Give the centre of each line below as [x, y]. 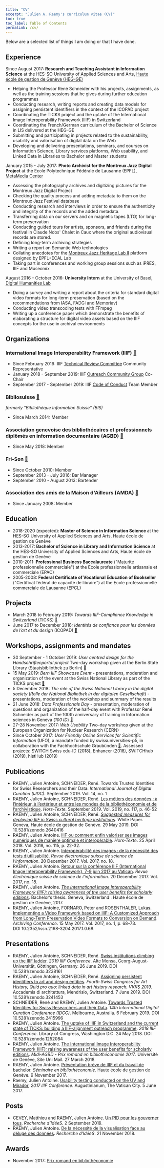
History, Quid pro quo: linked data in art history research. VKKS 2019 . [82, 987]
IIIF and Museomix [31, 268]
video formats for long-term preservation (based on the [68, 297]
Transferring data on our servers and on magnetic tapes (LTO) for [78, 216]
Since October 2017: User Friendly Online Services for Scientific [77, 735]
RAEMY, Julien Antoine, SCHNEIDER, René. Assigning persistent [77, 976]
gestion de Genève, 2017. [38, 903]
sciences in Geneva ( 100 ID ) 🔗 [43, 720]
